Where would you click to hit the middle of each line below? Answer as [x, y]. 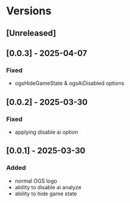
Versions [29, 11]
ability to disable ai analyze [48, 187]
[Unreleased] [31, 33]
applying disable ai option [47, 132]
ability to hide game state [46, 193]
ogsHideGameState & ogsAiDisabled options [69, 83]
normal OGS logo [36, 181]
